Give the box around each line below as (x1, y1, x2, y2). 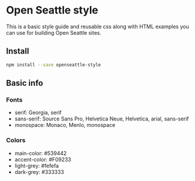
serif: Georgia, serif (14, 109, 62, 116)
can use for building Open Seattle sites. (6, 29, 102, 36)
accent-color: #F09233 (14, 156, 72, 163)
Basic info (6, 78, 43, 88)
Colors (6, 136, 26, 145)
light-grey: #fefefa (14, 162, 59, 169)
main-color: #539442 (14, 149, 67, 156)
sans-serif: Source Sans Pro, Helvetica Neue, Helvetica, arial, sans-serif (14, 115, 189, 122)
